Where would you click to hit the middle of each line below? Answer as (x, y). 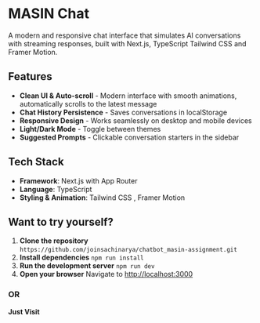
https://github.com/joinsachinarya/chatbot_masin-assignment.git (128, 250)
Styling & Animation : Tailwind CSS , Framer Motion (102, 198)
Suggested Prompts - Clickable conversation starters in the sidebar (129, 137)
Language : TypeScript (56, 189)
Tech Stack (36, 162)
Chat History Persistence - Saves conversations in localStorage (123, 112)
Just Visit (24, 311)
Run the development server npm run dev (87, 266)
